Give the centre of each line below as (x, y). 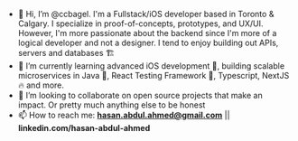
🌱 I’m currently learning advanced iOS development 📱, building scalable (151, 66)
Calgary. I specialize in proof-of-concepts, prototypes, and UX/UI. (140, 23)
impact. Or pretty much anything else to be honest (112, 105)
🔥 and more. (41, 85)
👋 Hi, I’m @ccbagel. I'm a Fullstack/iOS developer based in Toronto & (146, 14)
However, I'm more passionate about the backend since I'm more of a (147, 33)
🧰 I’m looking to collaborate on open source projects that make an (140, 95)
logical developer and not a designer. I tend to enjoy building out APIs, (148, 42)
